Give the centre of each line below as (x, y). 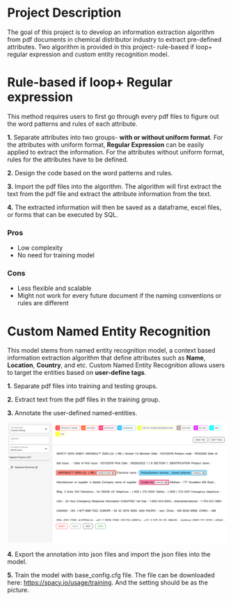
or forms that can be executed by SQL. (63, 214)
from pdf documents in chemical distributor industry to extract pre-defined (114, 39)
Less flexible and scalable (54, 288)
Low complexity (40, 248)
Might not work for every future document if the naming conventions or (119, 296)
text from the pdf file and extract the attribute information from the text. (110, 193)
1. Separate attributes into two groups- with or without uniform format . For (115, 137)
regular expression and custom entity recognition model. (88, 54)
